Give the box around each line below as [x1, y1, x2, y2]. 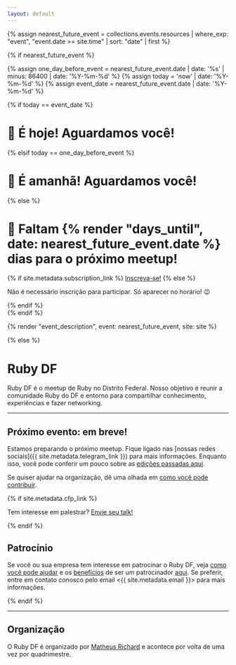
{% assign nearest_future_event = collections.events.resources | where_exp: [7, 30, 229, 38]
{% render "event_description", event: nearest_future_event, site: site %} [7, 322, 217, 331]
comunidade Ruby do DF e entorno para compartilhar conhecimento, [7, 391, 206, 400]
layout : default [7, 10, 55, 18]
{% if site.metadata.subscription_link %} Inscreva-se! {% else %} [7, 274, 196, 282]
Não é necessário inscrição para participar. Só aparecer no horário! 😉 [7, 288, 211, 296]
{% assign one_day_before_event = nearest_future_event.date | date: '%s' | [7, 64, 225, 72]
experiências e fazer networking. [7, 399, 103, 407]
